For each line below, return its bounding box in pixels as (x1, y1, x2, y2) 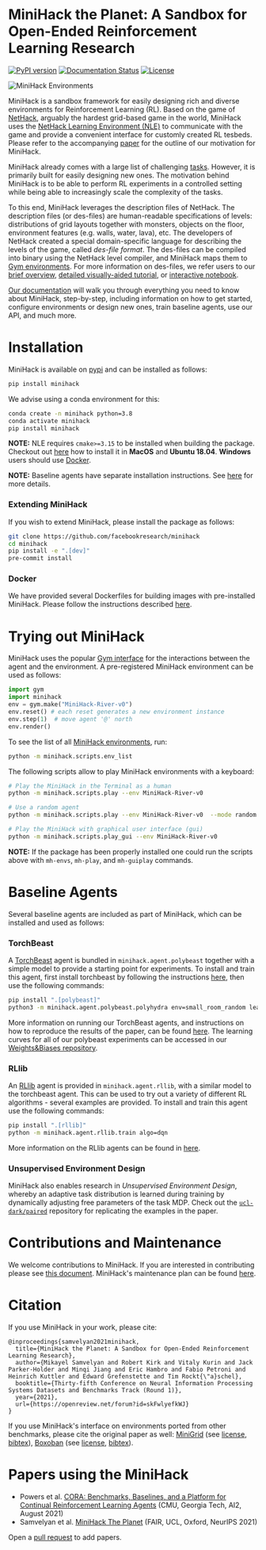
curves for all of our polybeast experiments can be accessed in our (8, 1034, 227, 1044)
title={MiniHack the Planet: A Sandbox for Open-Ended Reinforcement (15, 1345, 249, 1353)
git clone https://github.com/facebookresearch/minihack (8, 533, 200, 540)
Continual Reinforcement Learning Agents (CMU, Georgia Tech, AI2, (19, 1500, 242, 1510)
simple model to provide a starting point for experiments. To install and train (8, 964, 255, 974)
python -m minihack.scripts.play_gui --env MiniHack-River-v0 (8, 832, 218, 841)
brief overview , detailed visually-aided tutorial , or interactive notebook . (8, 269, 239, 279)
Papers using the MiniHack (8, 1466, 189, 1483)
